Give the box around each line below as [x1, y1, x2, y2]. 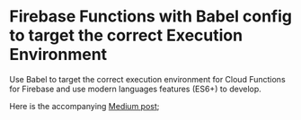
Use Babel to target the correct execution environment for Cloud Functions [9, 73, 286, 84]
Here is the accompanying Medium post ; [9, 100, 160, 111]
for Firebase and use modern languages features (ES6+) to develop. [9, 83, 262, 94]
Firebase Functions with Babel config [9, 6, 293, 27]
